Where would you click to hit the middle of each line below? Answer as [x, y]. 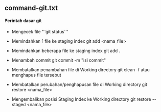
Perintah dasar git [23, 20]
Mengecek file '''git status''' [40, 31]
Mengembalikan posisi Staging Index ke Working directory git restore [81, 99]
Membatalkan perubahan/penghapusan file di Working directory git [80, 84]
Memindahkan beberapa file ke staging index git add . [66, 51]
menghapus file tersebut [36, 75]
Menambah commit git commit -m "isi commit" [59, 60]
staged [19, 104]
